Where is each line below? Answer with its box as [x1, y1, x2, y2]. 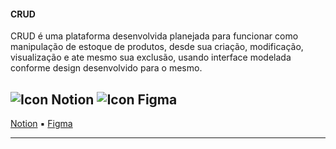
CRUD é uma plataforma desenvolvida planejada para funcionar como [10, 30, 299, 42]
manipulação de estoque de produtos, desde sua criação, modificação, [10, 41, 304, 53]
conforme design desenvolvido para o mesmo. [10, 62, 203, 74]
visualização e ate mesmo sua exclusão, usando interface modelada [10, 51, 292, 64]
